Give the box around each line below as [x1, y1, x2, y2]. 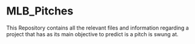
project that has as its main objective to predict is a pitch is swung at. [6, 30, 179, 37]
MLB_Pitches [6, 4, 74, 18]
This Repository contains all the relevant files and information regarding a [6, 24, 189, 31]
